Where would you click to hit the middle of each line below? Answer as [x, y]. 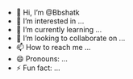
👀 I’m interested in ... [50, 21]
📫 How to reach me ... [53, 47]
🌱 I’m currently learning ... [59, 29]
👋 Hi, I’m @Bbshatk [48, 12]
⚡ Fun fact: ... [38, 68]
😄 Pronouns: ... [42, 59]
